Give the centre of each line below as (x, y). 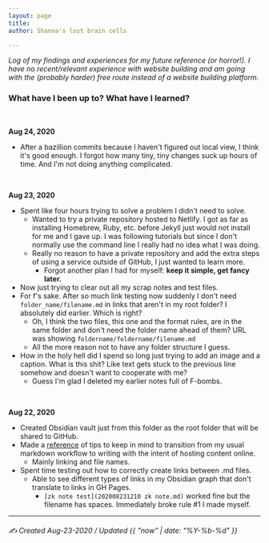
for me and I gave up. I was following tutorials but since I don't (134, 236)
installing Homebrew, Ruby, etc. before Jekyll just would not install (141, 227)
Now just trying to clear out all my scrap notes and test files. (119, 287)
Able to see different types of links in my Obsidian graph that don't (141, 479)
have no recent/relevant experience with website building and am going (127, 69)
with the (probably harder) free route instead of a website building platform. (134, 78)
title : (19, 23)
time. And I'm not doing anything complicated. (96, 164)
